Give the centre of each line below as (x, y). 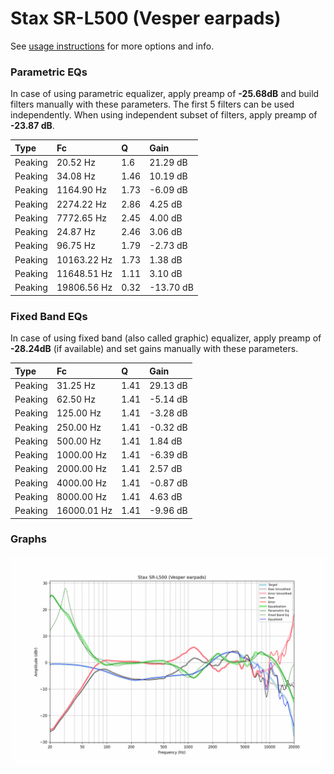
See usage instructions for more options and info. (112, 46)
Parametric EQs (49, 72)
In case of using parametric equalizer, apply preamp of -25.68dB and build (165, 94)
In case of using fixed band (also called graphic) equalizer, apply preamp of (166, 338)
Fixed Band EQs (49, 316)
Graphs (28, 539)
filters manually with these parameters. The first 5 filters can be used (152, 104)
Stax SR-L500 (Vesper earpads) (146, 18)
